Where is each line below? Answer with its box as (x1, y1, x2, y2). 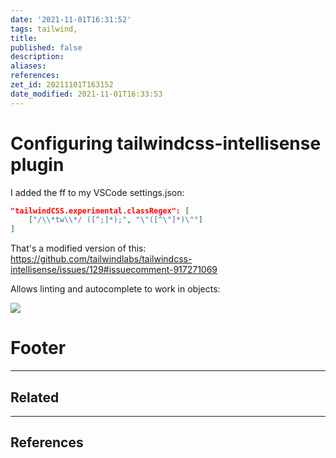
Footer (10, 337, 67, 360)
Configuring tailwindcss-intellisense (10, 132, 322, 155)
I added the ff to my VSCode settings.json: (10, 186, 185, 198)
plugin (10, 153, 65, 176)
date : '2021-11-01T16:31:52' (10, 14, 132, 25)
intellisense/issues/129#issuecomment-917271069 (10, 264, 218, 276)
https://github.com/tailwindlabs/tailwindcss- (10, 253, 193, 265)
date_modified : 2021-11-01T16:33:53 (10, 89, 163, 99)
